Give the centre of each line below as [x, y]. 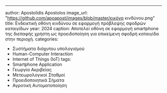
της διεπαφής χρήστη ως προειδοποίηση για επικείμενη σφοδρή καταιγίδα [82, 34]
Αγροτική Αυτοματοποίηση [40, 85]
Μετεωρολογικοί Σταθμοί [39, 75]
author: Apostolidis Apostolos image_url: [46, 13]
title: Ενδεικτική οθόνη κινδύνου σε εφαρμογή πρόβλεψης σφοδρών [76, 23]
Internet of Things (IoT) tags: [42, 59]
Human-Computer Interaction [42, 54]
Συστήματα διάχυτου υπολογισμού [48, 48]
